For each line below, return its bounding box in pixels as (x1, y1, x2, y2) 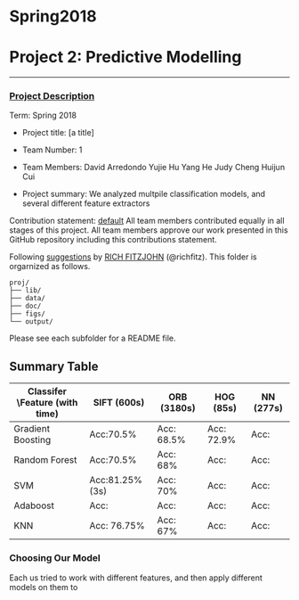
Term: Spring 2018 (9, 110, 77, 121)
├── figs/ (9, 309, 46, 318)
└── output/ (9, 317, 53, 326)
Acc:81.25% (88, 474, 143, 487)
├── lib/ (9, 286, 42, 295)
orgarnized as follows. (9, 261, 91, 272)
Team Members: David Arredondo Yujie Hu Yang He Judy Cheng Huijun (21, 162, 286, 173)
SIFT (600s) (93, 397, 145, 409)
